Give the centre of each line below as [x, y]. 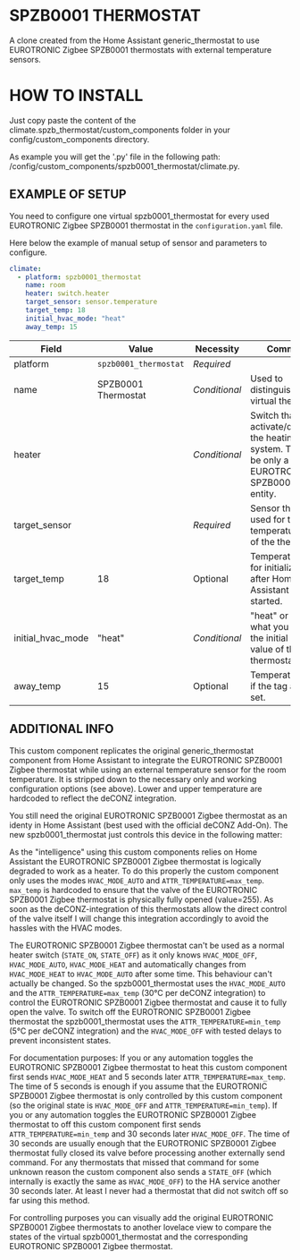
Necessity [217, 348]
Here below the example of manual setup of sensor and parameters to [138, 243]
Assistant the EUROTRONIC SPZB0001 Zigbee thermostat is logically [135, 861]
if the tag [269, 685]
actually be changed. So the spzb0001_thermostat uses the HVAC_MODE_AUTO [147, 983]
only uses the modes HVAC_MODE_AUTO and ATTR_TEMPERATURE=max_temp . [137, 880]
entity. [263, 493]
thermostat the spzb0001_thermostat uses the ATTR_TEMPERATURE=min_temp [145, 1021]
